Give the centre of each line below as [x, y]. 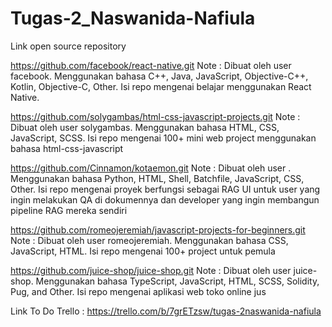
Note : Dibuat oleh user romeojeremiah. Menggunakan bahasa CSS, [149, 240]
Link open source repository [68, 46]
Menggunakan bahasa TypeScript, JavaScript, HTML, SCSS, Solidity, [177, 281]
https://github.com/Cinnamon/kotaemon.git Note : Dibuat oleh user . [151, 168]
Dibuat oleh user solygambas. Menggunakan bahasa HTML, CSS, [145, 127]
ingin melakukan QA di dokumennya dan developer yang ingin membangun [165, 199]
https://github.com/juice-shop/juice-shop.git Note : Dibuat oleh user [151, 270]
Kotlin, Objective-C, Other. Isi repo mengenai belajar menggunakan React [161, 86]
